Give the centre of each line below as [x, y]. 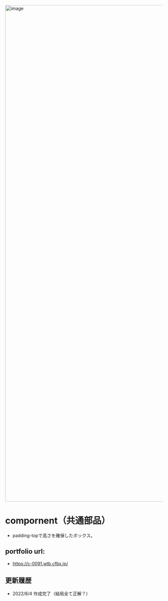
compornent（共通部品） [58, 521]
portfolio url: [25, 552]
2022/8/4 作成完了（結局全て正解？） [51, 594]
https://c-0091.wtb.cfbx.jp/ [40, 564]
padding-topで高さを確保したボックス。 [54, 535]
